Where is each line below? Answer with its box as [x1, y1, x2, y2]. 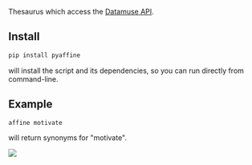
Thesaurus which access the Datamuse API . [8, 7, 154, 16]
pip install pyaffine [8, 51, 81, 59]
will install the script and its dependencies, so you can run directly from [8, 66, 245, 75]
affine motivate [8, 119, 63, 127]
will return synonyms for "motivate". [8, 133, 127, 143]
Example [8, 98, 53, 111]
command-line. [8, 74, 59, 83]
